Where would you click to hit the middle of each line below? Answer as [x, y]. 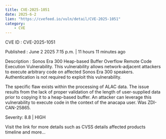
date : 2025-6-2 [21, 14]
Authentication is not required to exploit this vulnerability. [63, 77]
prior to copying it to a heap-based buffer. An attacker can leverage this [79, 97]
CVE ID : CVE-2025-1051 [30, 42]
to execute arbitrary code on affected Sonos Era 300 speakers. [69, 72]
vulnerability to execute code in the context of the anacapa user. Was [76, 102]
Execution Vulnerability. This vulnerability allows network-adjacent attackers [83, 67]
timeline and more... [26, 132]
